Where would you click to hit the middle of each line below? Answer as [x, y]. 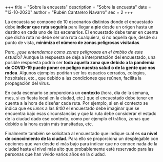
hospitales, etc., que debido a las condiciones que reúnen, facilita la [73, 78]
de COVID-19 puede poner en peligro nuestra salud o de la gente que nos [80, 68]
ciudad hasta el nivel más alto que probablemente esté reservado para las [79, 149]
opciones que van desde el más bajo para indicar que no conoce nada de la [81, 144]
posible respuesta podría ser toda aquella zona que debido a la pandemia [80, 62]
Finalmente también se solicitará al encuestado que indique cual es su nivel [81, 133]
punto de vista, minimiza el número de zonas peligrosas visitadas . [73, 43]
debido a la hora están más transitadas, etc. [49, 124]
